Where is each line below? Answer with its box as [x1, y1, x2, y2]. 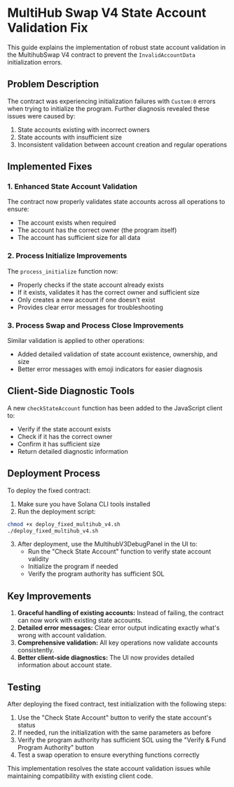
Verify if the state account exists [17, 424, 111, 433]
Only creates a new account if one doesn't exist [17, 295, 156, 304]
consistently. [17, 646, 55, 654]
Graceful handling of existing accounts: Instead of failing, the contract [17, 609, 224, 617]
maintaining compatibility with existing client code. [7, 772, 153, 780]
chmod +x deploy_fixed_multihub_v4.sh [7, 520, 121, 527]
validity [27, 555, 49, 563]
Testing [7, 681, 41, 693]
